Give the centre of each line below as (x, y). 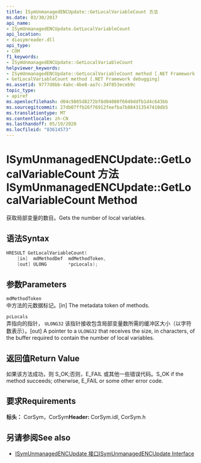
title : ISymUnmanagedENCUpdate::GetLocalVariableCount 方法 (82, 12)
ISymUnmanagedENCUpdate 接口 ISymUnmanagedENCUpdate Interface (104, 453)
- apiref (17, 96)
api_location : (24, 34)
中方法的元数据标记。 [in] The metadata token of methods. (78, 305)
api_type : (19, 46)
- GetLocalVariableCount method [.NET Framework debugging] (83, 79)
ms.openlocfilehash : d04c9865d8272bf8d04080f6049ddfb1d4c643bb (87, 101)
